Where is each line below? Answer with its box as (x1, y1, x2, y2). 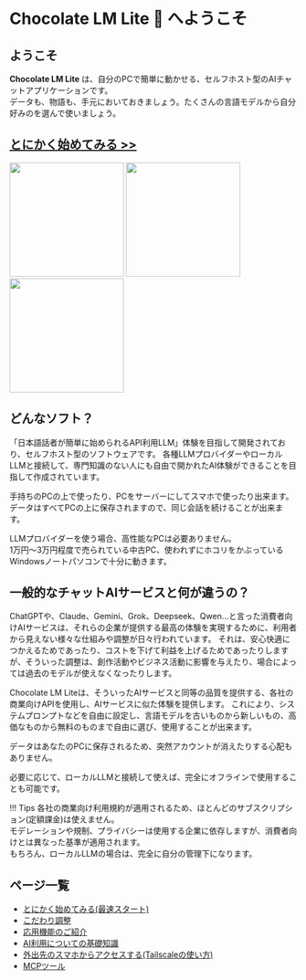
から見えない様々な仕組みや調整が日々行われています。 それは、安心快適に (9, 634, 290, 645)
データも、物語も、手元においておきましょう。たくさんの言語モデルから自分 (9, 97, 297, 107)
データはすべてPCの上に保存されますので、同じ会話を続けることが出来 (9, 501, 276, 512)
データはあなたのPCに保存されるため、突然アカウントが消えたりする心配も (9, 741, 293, 752)
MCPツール (22, 961, 66, 972)
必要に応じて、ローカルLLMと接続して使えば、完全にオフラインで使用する (9, 772, 290, 783)
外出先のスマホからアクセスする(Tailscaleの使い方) (22, 949, 214, 960)
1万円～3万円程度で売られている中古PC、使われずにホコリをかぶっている (9, 544, 284, 555)
